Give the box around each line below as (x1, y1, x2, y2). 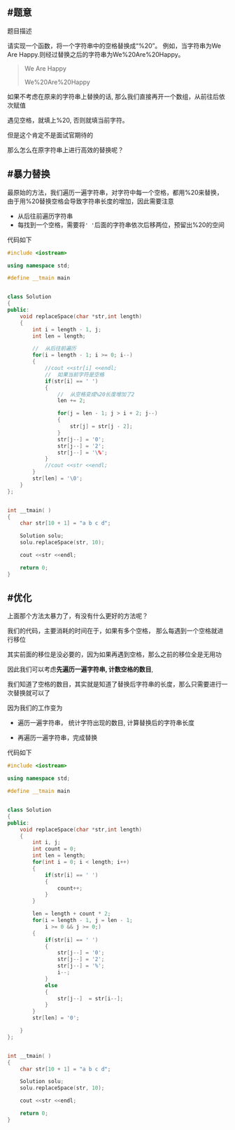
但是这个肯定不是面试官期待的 (7, 130, 93, 139)
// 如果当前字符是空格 (44, 371, 105, 378)
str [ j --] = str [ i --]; (57, 995, 124, 1002)
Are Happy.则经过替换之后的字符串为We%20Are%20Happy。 (7, 50, 185, 58)
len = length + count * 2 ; (32, 910, 111, 918)
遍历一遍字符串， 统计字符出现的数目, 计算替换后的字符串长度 (17, 719, 194, 727)
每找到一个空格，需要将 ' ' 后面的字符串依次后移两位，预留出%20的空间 (17, 220, 225, 229)
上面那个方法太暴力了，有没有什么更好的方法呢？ (7, 612, 148, 620)
